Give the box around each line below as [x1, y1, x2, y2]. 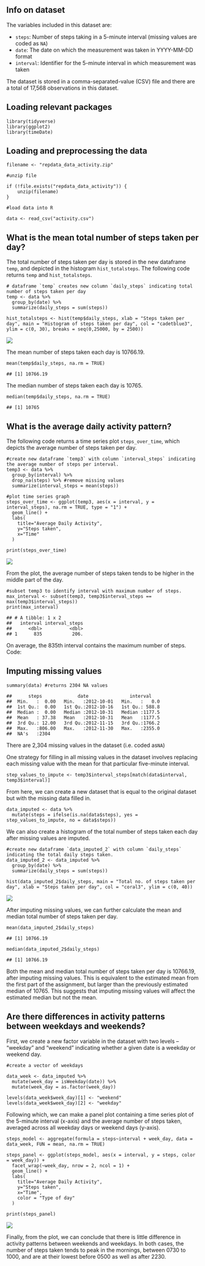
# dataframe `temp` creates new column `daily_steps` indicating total [6, 283, 193, 289]
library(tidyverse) [6, 118, 56, 125]
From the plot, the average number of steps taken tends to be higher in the [6, 569, 195, 577]
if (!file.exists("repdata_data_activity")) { [6, 184, 127, 190]
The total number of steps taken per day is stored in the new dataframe [6, 258, 186, 266]
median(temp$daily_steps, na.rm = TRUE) [6, 394, 111, 400]
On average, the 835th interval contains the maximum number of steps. [6, 642, 187, 649]
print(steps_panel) [6, 1211, 56, 1217]
